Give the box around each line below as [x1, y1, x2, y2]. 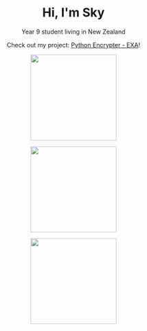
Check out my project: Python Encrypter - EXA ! [6, 41, 141, 49]
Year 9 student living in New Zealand [21, 27, 126, 36]
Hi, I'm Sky [42, 5, 105, 21]
